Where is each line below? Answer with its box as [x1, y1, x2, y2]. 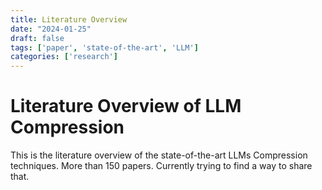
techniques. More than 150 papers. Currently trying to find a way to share [10, 160, 313, 172]
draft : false [10, 33, 65, 43]
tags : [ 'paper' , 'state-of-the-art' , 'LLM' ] [10, 42, 199, 53]
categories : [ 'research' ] [10, 52, 118, 62]
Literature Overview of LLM [10, 95, 242, 118]
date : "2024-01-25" [10, 24, 92, 34]
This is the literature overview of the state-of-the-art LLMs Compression [10, 149, 308, 161]
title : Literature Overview [10, 14, 128, 25]
